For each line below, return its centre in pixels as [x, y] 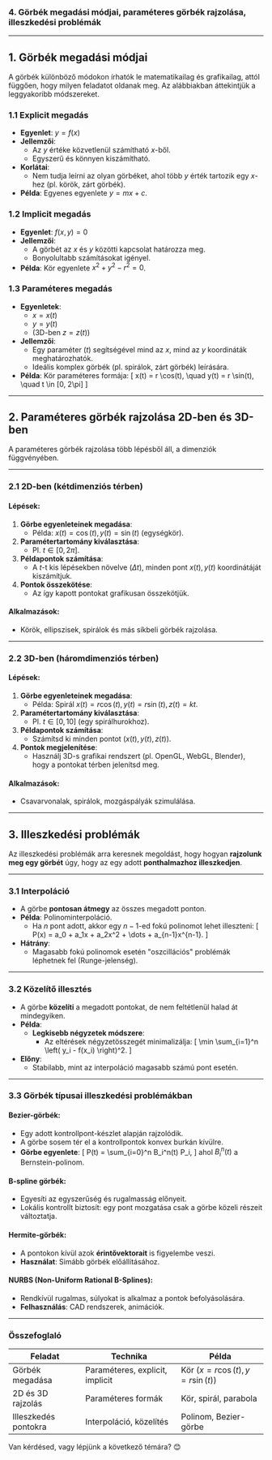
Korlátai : [35, 167]
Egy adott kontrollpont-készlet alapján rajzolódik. [102, 1133]
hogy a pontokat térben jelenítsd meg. [96, 764]
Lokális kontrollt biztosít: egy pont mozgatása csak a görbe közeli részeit [141, 1208]
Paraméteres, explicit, [126, 1370]
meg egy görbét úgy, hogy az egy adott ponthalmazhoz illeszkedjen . [125, 862]
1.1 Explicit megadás [49, 115]
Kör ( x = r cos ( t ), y [215, 1370]
